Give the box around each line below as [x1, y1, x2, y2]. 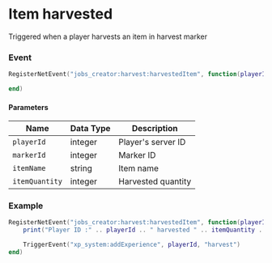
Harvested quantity [118, 176, 192, 187]
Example [8, 200, 44, 211]
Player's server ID [118, 137, 186, 148]
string [70, 163, 93, 174]
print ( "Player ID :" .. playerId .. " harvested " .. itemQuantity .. [23, 226, 266, 235]
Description [132, 123, 178, 134]
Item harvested [8, 5, 113, 23]
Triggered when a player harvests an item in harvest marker [8, 32, 208, 41]
